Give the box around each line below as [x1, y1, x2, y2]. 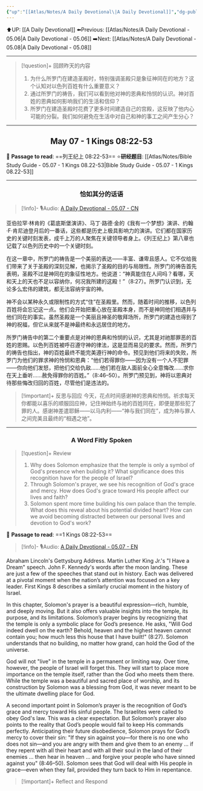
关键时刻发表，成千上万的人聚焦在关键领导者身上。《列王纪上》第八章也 [16, 234, 195, 242]
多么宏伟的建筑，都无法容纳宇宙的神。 [11, 285, 107, 293]
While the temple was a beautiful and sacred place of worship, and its [6, 677, 180, 684]
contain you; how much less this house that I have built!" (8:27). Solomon [6, 634, 188, 641]
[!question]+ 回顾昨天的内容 [21, 62, 91, 69]
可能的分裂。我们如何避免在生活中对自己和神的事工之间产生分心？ [30, 113, 195, 120]
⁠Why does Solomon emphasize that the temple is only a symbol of [30, 462, 195, 469]
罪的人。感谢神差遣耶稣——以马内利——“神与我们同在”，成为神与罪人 [21, 407, 196, 414]
